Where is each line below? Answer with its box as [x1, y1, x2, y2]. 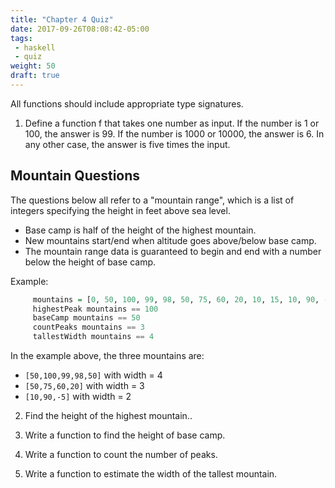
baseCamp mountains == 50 [32, 313, 141, 323]
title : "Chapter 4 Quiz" [10, 14, 114, 25]
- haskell [14, 42, 56, 53]
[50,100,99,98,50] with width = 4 [24, 369, 163, 381]
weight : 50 [10, 61, 56, 71]
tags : [10, 33, 33, 43]
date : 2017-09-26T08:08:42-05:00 [10, 24, 150, 34]
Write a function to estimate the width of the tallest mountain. [24, 468, 278, 480]
